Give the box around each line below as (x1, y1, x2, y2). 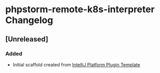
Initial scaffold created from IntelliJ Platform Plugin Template (12, 61, 141, 67)
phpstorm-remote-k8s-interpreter (5, 4, 155, 15)
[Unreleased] (5, 35, 49, 43)
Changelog (5, 14, 53, 26)
